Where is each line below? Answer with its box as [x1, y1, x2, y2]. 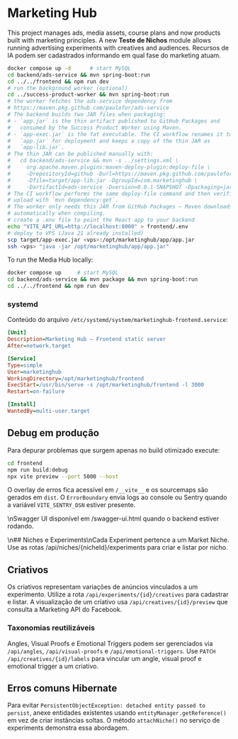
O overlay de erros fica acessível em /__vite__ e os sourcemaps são [7, 486, 209, 494]
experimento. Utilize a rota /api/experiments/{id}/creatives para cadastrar [7, 590, 229, 599]
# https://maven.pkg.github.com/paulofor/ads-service [7, 104, 170, 111]
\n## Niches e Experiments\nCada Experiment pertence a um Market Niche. [7, 535, 229, 544]
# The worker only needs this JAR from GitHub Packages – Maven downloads [7, 204, 233, 211]
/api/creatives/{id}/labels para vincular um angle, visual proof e [7, 654, 202, 662]
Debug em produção [7, 427, 99, 439]
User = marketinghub [7, 368, 62, 375]
